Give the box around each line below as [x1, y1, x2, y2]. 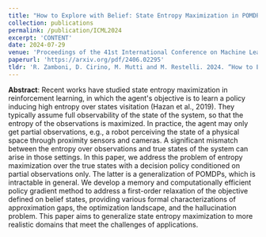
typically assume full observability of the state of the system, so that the [8, 110, 244, 120]
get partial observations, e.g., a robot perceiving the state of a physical [8, 127, 240, 136]
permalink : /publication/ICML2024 [8, 26, 123, 34]
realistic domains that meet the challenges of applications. [8, 220, 199, 229]
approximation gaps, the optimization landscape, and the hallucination [8, 203, 237, 212]
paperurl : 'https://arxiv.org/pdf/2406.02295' [8, 56, 165, 64]
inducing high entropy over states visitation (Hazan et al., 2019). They [8, 101, 235, 111]
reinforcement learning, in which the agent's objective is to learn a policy [8, 93, 245, 103]
